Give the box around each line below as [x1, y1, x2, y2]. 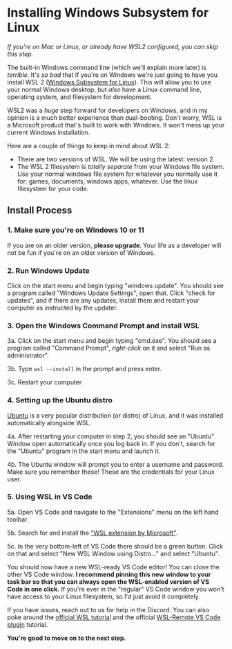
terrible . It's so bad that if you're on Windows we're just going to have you [7, 71, 218, 79]
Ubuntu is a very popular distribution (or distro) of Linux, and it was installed [7, 411, 224, 420]
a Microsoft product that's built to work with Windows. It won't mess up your [7, 121, 225, 129]
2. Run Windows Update [7, 265, 90, 275]
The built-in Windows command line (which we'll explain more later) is [7, 63, 207, 71]
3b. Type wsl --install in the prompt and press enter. [7, 365, 162, 373]
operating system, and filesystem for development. [7, 92, 152, 101]
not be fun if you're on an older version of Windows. [7, 248, 156, 257]
